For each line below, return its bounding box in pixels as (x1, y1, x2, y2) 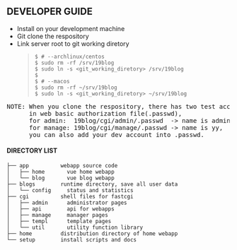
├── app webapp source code (6, 162, 118, 169)
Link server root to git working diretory (16, 39, 129, 48)
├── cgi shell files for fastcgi (6, 194, 134, 201)
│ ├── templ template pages (6, 218, 112, 225)
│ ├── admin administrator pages (6, 199, 128, 207)
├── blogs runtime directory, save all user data (6, 181, 178, 188)
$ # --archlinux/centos (34, 53, 105, 60)
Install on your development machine (16, 24, 125, 32)
